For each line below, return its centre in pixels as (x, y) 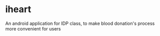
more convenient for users (33, 28)
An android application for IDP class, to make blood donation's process (80, 23)
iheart (18, 9)
